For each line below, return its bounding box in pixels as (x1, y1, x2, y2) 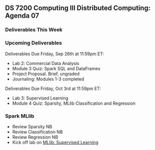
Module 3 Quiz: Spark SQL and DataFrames (12, 65, 101, 71)
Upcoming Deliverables (5, 39, 62, 46)
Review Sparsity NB (12, 123, 52, 129)
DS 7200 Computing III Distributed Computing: (5, 4, 151, 12)
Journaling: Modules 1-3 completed (12, 76, 84, 82)
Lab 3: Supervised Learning (12, 95, 69, 101)
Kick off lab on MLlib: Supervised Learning (12, 139, 99, 145)
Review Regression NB (12, 134, 58, 140)
